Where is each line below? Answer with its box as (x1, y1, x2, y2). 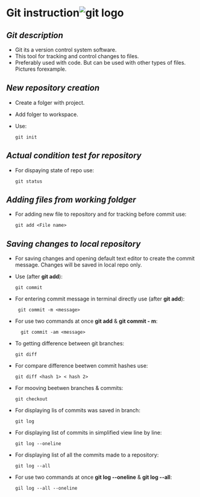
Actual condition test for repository (6, 151, 142, 161)
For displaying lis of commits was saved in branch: (14, 407, 140, 414)
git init (14, 134, 37, 140)
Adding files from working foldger (6, 195, 137, 205)
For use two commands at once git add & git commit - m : (14, 317, 158, 325)
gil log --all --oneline (14, 486, 78, 492)
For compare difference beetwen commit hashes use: (14, 362, 148, 369)
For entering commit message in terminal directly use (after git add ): (14, 295, 185, 302)
